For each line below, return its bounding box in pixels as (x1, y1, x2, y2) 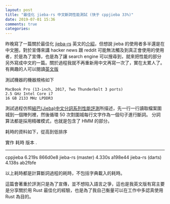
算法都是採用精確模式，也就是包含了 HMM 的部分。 (5, 118, 112, 124)
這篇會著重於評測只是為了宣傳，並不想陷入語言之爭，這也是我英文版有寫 (5, 181, 156, 187)
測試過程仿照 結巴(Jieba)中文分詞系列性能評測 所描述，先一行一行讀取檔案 (5, 105, 158, 111)
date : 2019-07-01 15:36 (5, 17, 56, 22)
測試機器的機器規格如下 (5, 77, 54, 83)
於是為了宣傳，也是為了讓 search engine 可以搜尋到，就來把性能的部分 (14, 54, 162, 60)
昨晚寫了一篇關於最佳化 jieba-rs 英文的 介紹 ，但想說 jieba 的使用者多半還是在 (5, 41, 165, 47)
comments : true (5, 21, 37, 27)
